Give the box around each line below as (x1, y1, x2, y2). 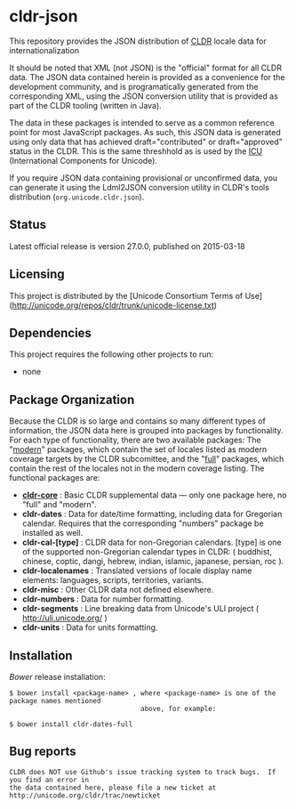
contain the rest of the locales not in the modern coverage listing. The (9, 463, 265, 473)
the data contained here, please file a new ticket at (9, 783, 217, 792)
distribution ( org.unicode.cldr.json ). (9, 191, 145, 202)
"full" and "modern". (21, 499, 97, 510)
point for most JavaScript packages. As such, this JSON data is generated (9, 126, 282, 137)
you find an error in (9, 775, 90, 784)
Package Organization (9, 392, 135, 407)
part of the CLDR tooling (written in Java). (9, 100, 162, 110)
